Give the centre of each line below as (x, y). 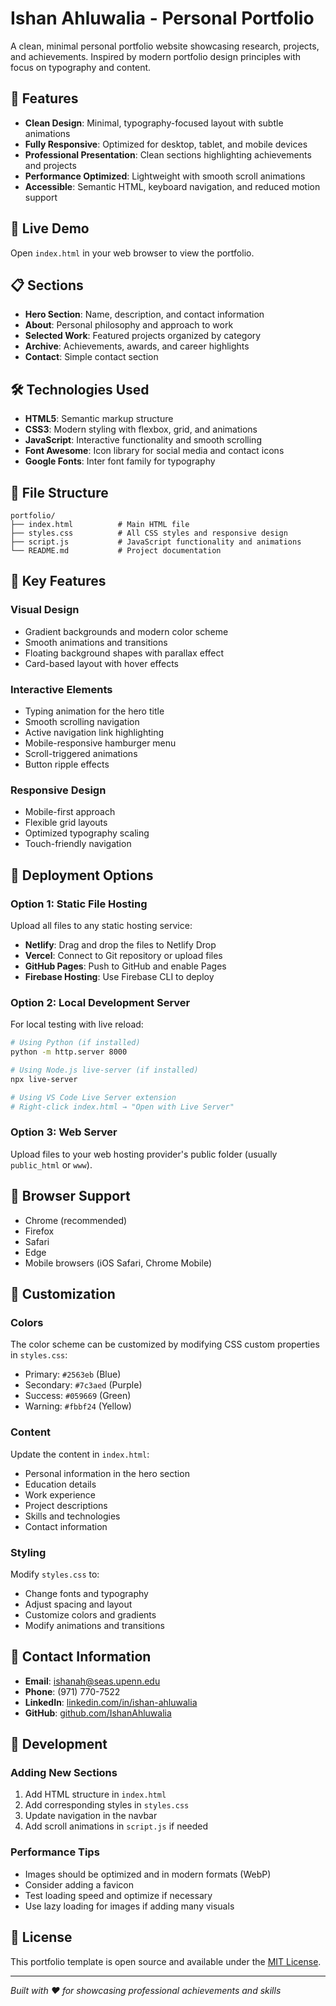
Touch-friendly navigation (78, 844)
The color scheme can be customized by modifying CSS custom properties (165, 1344)
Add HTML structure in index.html (95, 1794)
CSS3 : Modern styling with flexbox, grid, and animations (141, 429)
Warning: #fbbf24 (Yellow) (78, 1406)
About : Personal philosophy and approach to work (129, 325)
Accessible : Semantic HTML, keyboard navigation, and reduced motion (172, 186)
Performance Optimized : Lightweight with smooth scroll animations (165, 176)
